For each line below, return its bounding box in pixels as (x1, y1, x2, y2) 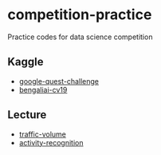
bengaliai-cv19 (18, 85, 68, 94)
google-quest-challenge (18, 76, 99, 85)
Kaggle (7, 55, 45, 69)
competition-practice (7, 6, 152, 24)
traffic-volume (18, 129, 67, 139)
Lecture (7, 108, 47, 121)
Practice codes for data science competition (7, 32, 153, 42)
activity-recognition (18, 137, 84, 147)
